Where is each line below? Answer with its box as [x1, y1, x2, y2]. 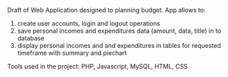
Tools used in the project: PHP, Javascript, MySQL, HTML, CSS [7, 62, 188, 70]
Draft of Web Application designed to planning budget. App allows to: [7, 6, 206, 14]
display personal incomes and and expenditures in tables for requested [17, 42, 221, 49]
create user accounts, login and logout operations [17, 19, 161, 27]
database [17, 34, 44, 42]
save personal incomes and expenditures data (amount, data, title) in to [17, 27, 222, 35]
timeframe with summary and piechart [17, 49, 127, 57]
